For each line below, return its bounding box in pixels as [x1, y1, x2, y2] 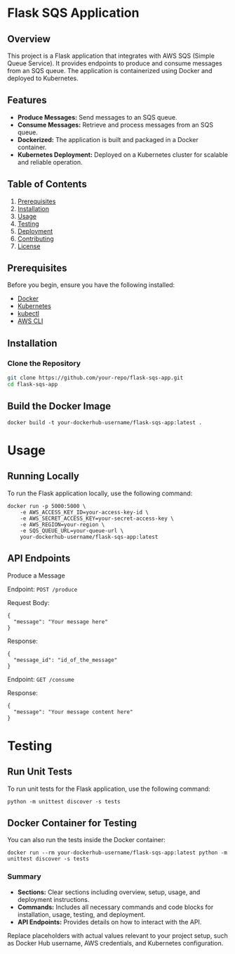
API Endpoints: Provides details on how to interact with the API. [17, 917, 202, 926]
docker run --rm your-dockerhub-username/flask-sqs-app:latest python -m [7, 849, 228, 856]
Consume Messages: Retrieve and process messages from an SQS [17, 120, 214, 129]
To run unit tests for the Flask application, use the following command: [7, 784, 210, 793]
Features [7, 94, 47, 106]
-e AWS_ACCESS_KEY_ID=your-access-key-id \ [20, 509, 149, 516]
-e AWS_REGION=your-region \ [20, 521, 105, 528]
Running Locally [7, 470, 79, 483]
